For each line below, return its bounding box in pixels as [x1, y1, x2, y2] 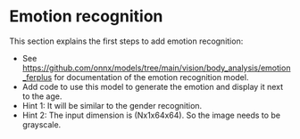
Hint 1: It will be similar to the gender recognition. [21, 100, 203, 110]
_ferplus [21, 71, 53, 82]
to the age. [21, 91, 62, 102]
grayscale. [21, 119, 62, 130]
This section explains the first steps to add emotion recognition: [9, 36, 244, 46]
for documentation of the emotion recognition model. [54, 71, 249, 82]
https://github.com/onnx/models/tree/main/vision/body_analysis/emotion [21, 62, 291, 73]
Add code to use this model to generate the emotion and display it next [21, 81, 284, 92]
